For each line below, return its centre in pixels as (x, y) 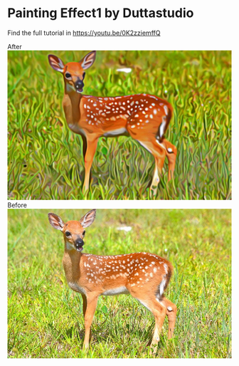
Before (17, 205)
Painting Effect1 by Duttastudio (101, 13)
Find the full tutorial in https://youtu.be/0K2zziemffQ (84, 33)
